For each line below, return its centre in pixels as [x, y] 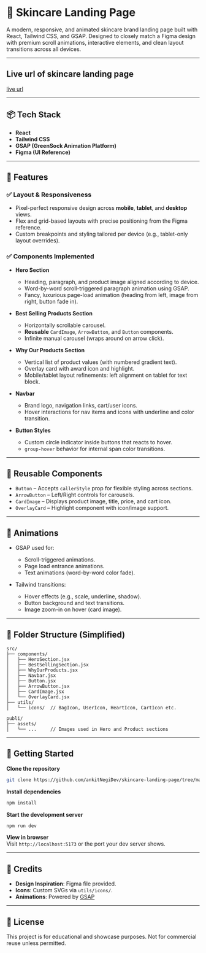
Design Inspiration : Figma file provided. [66, 884]
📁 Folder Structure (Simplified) [66, 635]
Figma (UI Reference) [43, 152]
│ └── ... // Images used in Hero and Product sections [87, 729]
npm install [21, 803]
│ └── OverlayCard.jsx [38, 697]
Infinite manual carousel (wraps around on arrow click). [94, 338]
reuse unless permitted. [36, 943]
